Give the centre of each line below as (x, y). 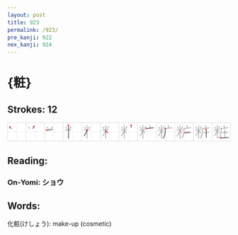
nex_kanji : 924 (30, 45)
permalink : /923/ (33, 30)
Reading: (28, 161)
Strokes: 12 (33, 109)
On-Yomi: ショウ (36, 183)
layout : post (27, 15)
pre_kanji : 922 (30, 38)
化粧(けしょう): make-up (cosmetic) (59, 224)
